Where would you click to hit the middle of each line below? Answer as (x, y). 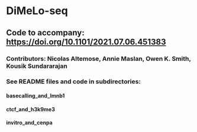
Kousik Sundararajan (37, 66)
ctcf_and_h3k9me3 (30, 109)
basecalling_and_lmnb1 (35, 96)
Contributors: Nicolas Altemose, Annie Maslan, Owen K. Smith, (98, 58)
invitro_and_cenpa (30, 123)
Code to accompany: (45, 33)
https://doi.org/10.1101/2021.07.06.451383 (86, 42)
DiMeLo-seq (37, 11)
